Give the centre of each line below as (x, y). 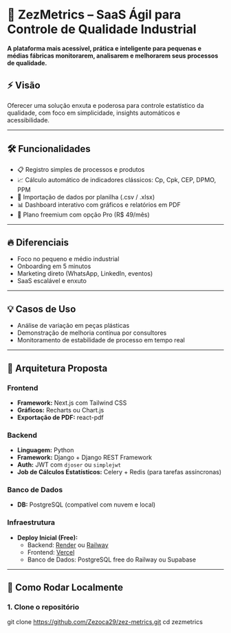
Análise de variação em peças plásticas (73, 326)
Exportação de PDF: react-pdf (60, 417)
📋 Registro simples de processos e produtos (81, 169)
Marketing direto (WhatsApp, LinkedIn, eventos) (85, 274)
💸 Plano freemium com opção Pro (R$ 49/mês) (83, 214)
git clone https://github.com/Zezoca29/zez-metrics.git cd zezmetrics (105, 622)
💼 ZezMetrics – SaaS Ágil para (94, 15)
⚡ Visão (24, 86)
